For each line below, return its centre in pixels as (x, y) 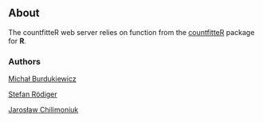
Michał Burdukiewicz (43, 79)
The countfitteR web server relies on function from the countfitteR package (131, 32)
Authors (25, 61)
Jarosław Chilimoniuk (43, 110)
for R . (17, 41)
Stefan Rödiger (33, 94)
